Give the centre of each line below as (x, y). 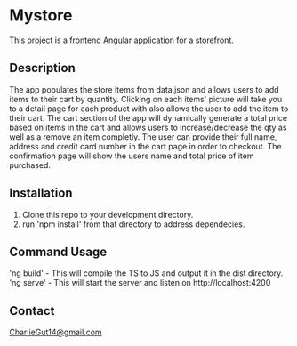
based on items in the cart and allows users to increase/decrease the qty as (148, 127)
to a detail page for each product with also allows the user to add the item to (149, 109)
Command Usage (58, 251)
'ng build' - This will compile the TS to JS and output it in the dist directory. (146, 273)
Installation (41, 193)
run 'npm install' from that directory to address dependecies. (133, 224)
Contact (32, 311)
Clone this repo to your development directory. (108, 214)
